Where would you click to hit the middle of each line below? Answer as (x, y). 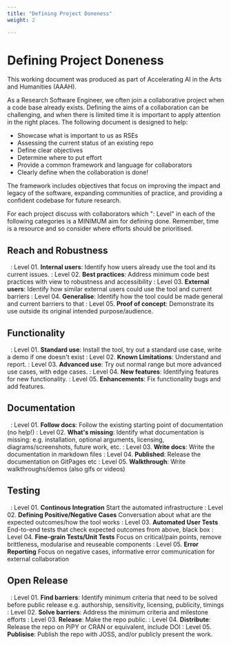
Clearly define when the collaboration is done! (82, 172)
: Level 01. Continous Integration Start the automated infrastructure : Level (117, 507)
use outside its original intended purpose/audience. (80, 311)
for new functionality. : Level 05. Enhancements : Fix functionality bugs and (114, 379)
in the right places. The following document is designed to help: (98, 122)
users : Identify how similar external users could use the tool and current (110, 289)
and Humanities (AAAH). (42, 87)
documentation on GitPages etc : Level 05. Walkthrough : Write (97, 462)
